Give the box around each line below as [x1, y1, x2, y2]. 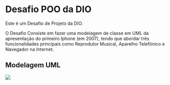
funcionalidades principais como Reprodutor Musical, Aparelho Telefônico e [5, 40, 165, 47]
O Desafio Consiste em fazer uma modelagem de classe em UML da [5, 30, 149, 36]
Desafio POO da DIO [5, 4, 92, 15]
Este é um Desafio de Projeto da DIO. [5, 20, 83, 26]
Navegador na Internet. [5, 46, 54, 52]
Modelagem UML [5, 61, 61, 69]
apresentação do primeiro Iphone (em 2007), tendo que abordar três [5, 35, 150, 41]
